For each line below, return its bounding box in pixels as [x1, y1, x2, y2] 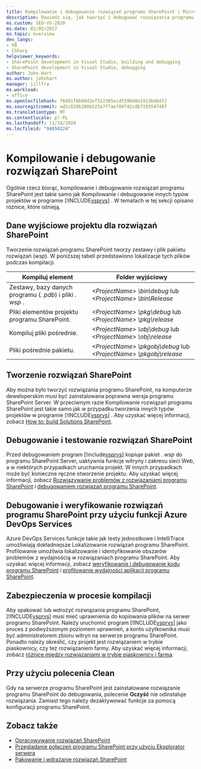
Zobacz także [6, 720, 58, 731]
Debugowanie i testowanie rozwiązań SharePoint [6, 435, 193, 445]
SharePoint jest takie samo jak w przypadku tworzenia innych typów [6, 405, 175, 412]
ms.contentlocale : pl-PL [6, 114, 68, 120]
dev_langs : [6, 37, 33, 43]
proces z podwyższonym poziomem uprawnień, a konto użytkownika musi [6, 626, 190, 632]
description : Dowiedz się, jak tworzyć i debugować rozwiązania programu [6, 14, 194, 20]
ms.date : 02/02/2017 [6, 25, 58, 32]
